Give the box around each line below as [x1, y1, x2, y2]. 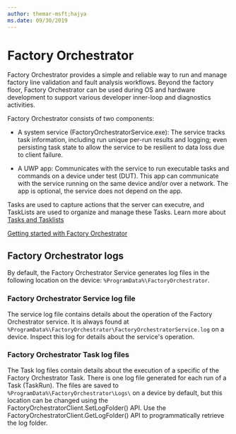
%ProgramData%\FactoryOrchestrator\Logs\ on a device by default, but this [7, 388, 223, 397]
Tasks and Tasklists [7, 216, 64, 224]
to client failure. [17, 151, 64, 159]
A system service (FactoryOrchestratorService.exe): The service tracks [17, 128, 225, 136]
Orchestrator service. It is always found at [7, 317, 129, 326]
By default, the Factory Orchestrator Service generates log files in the [7, 269, 210, 277]
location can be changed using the [7, 396, 108, 404]
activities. [7, 100, 35, 110]
